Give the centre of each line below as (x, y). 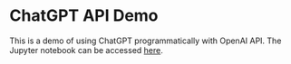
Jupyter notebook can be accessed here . (86, 50)
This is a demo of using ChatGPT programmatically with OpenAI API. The (145, 41)
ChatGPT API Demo (84, 16)
